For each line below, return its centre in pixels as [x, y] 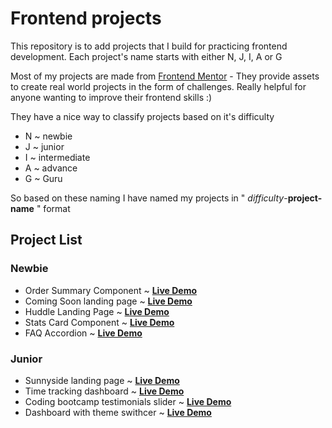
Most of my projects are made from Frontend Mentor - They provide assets [165, 76]
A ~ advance [51, 168]
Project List [46, 240]
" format [53, 208]
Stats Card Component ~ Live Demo [99, 322]
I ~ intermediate [57, 157]
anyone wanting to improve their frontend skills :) [111, 97]
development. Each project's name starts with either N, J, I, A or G [146, 56]
